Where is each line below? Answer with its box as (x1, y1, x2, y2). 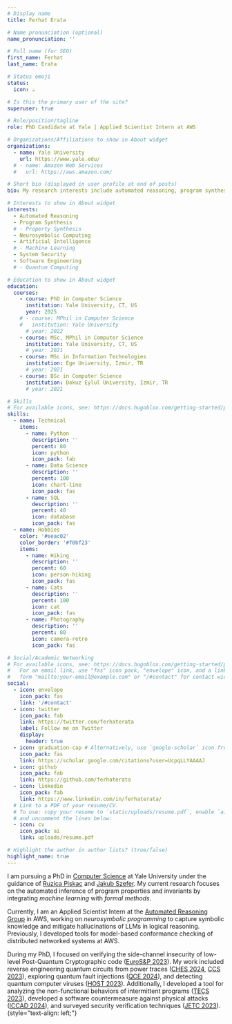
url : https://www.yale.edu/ (19, 155, 100, 162)
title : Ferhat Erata (7, 17, 67, 23)
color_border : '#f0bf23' (19, 539, 91, 546)
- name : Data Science (25, 462, 88, 470)
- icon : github (13, 764, 57, 771)
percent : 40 (32, 507, 67, 514)
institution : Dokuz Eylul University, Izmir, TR (25, 379, 168, 386)
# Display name (7, 10, 51, 17)
